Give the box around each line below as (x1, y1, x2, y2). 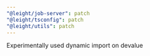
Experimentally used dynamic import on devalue (6, 42, 144, 50)
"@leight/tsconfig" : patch (6, 16, 84, 23)
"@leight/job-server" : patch (6, 10, 90, 17)
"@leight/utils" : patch (6, 23, 75, 29)
